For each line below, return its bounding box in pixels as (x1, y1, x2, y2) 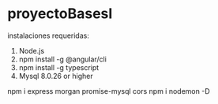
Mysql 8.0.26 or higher (18, 71, 93, 80)
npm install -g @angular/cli (18, 54, 107, 64)
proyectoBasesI (7, 5, 113, 23)
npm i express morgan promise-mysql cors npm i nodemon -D (7, 86, 210, 95)
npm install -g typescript (18, 62, 100, 72)
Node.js (18, 46, 45, 55)
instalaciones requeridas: (7, 31, 90, 40)
